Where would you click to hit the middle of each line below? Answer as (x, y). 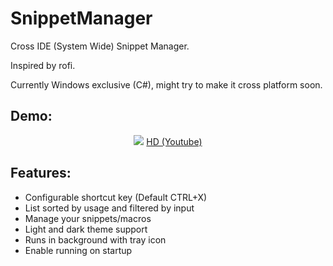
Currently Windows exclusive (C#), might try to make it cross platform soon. (166, 84)
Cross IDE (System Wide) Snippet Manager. (100, 46)
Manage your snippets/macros (88, 218)
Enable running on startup (78, 250)
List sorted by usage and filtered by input (109, 208)
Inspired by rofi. (43, 65)
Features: (41, 173)
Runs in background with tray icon (95, 239)
